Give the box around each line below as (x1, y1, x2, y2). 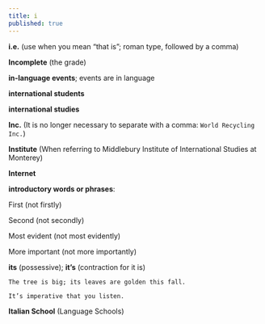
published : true (8, 19, 63, 27)
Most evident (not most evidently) (8, 231, 121, 241)
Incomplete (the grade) (8, 57, 86, 67)
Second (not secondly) (8, 215, 85, 225)
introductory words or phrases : (8, 183, 116, 194)
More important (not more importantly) (8, 246, 137, 256)
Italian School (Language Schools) (8, 306, 124, 316)
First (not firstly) (8, 200, 62, 209)
